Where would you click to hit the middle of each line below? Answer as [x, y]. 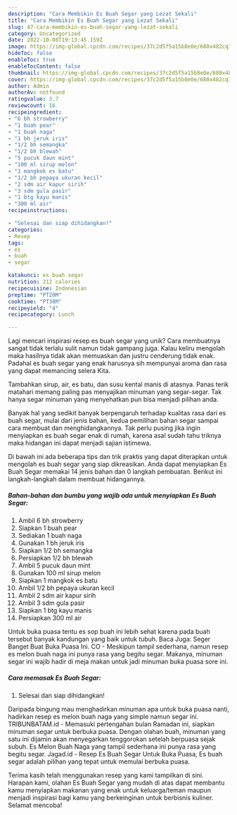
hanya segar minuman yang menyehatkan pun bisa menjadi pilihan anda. [113, 400]
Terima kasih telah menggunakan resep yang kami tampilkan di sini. [106, 776]
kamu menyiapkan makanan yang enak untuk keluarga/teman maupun [110, 790]
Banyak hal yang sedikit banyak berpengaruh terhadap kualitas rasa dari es [117, 413]
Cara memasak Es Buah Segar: [55, 678]
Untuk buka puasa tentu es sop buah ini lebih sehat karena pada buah [109, 632]
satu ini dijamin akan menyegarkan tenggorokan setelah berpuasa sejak [112, 739]
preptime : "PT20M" [35, 295]
